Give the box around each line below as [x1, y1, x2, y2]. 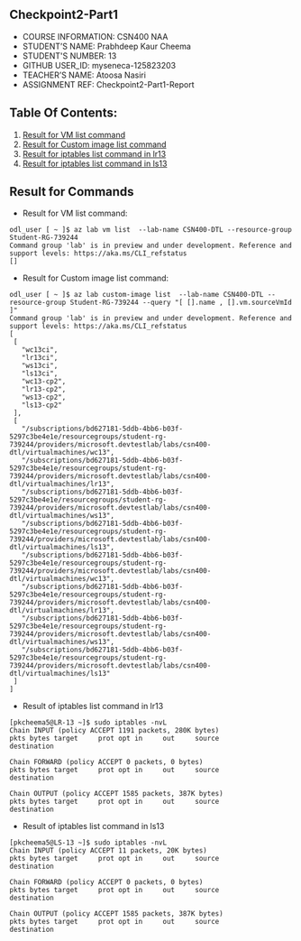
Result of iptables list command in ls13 [22, 821, 165, 832]
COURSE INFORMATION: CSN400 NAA [22, 31, 169, 42]
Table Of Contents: [9, 106, 118, 121]
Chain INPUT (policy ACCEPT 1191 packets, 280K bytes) [9, 726, 220, 735]
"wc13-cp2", [21, 377, 67, 386]
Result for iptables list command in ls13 [22, 158, 168, 169]
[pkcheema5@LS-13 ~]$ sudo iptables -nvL [9, 838, 168, 847]
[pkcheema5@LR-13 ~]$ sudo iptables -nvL [9, 718, 168, 727]
